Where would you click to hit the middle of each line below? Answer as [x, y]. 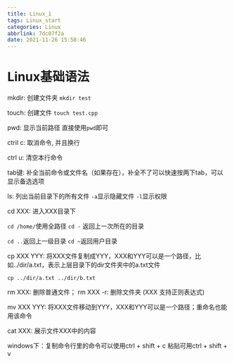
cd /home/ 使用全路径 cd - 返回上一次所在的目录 [76, 227]
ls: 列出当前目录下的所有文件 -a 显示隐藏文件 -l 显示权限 [87, 196]
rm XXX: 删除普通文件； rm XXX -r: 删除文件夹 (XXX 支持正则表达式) [106, 292]
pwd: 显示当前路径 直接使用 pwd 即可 [58, 128]
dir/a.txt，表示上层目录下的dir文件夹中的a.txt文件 [90, 265]
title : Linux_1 [30, 14]
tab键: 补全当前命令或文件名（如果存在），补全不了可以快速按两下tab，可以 [115, 172]
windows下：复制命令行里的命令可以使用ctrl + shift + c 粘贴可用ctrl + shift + [117, 346]
